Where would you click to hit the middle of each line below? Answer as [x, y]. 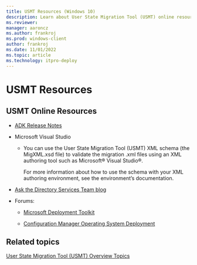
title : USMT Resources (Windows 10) [51, 11]
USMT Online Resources [52, 111]
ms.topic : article [28, 55]
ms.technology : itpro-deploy [42, 60]
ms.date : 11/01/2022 [31, 50]
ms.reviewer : [22, 22]
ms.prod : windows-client [36, 39]
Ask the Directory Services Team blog [60, 189]
